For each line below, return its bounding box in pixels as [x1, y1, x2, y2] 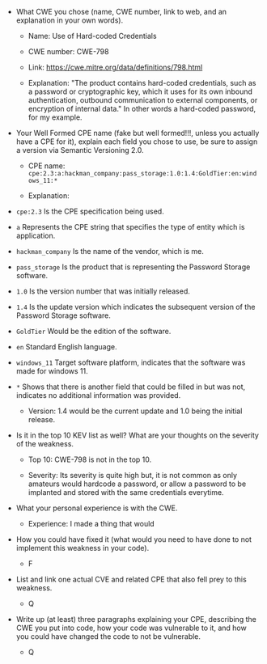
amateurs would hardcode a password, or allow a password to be [28, 479, 247, 488]
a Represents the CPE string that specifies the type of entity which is [15, 222, 245, 231]
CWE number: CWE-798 [28, 47, 109, 56]
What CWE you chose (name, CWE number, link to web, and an [15, 7, 227, 16]
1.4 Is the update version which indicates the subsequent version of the [15, 302, 256, 311]
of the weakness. [15, 439, 74, 448]
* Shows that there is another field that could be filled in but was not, [15, 382, 245, 391]
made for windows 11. [15, 366, 89, 375]
